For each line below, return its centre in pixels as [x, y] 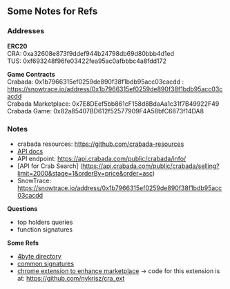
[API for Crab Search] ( [50, 166]
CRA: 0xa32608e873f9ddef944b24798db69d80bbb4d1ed [91, 53]
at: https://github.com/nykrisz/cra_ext [71, 278]
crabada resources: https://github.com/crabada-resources [100, 144]
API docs [30, 151]
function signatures [45, 229]
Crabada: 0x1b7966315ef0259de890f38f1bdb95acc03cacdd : [96, 82]
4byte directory [39, 256]
